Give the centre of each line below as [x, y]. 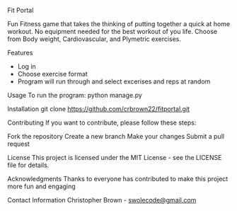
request [19, 144]
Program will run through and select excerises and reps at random [114, 81]
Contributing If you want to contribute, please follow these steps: [102, 122]
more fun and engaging [41, 186]
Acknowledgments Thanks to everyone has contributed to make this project [118, 179]
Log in [27, 66]
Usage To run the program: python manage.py [75, 95]
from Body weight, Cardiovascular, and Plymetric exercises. [94, 39]
